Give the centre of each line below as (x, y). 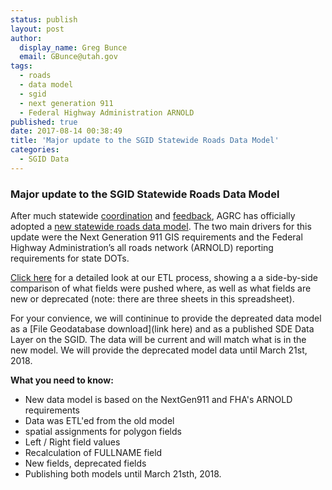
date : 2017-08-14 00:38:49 (66, 131)
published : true (44, 122)
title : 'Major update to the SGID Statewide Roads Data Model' (145, 141)
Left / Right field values (72, 442)
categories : (35, 150)
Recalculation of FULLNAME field (93, 453)
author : (26, 38)
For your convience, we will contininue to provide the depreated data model (166, 318)
